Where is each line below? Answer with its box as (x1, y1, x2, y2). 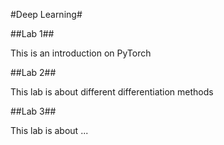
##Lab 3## (10, 105, 57, 117)
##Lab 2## (10, 67, 57, 78)
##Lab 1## (10, 28, 55, 39)
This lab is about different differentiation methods (10, 86, 214, 98)
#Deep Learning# (10, 9, 83, 20)
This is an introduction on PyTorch (10, 47, 152, 59)
